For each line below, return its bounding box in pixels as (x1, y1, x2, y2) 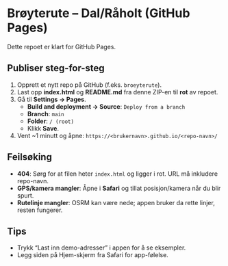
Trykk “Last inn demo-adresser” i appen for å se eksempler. (16, 243, 186, 252)
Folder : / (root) (27, 117, 74, 125)
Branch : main (27, 109, 64, 118)
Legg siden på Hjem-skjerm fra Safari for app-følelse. (16, 251, 169, 259)
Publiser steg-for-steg (7, 62, 105, 74)
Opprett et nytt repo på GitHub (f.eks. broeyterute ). (16, 81, 162, 89)
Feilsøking (7, 151, 53, 163)
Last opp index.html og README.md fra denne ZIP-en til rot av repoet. (16, 88, 218, 96)
